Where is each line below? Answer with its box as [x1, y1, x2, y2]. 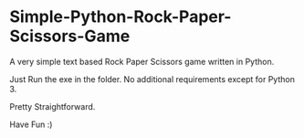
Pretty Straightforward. [9, 101, 96, 111]
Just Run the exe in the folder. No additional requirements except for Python [9, 73, 295, 84]
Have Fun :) [9, 119, 53, 130]
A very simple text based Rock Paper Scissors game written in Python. [9, 56, 275, 67]
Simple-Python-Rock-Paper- [9, 6, 232, 27]
